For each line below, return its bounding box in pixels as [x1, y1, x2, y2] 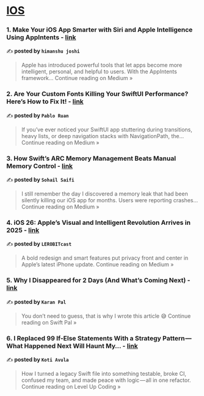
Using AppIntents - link [6, 33, 76, 42]
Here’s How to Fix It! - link [6, 97, 84, 106]
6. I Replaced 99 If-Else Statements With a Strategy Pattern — [6, 334, 192, 342]
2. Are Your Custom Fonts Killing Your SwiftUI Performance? [6, 90, 189, 98]
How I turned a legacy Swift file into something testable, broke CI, [21, 370, 186, 377]
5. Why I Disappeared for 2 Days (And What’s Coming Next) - [6, 276, 191, 285]
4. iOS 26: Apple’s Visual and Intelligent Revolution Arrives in [6, 218, 191, 227]
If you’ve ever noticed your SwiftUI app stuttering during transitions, [21, 126, 192, 133]
